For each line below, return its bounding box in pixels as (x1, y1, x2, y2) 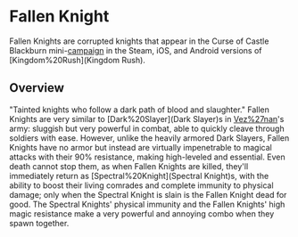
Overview (9, 80, 65, 95)
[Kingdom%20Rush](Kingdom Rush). (9, 54, 145, 65)
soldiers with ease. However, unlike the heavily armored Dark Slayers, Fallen (9, 132, 290, 143)
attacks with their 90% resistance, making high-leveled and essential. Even (9, 151, 286, 162)
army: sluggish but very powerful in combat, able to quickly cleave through (9, 123, 285, 134)
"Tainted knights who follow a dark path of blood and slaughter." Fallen (9, 104, 269, 115)
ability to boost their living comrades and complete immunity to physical (9, 180, 274, 191)
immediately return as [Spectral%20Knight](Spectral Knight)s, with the (9, 170, 269, 181)
